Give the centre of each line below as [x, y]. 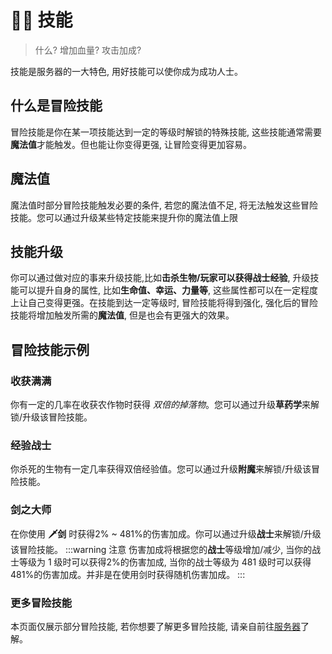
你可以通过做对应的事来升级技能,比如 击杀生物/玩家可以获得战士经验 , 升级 [160, 278]
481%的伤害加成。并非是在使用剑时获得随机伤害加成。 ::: [128, 574]
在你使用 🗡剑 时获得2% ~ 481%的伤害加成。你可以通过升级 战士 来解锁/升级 [166, 533]
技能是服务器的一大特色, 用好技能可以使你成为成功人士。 [126, 71]
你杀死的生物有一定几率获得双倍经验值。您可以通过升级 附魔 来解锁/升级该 [161, 469]
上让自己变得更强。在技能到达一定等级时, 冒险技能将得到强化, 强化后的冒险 [164, 303]
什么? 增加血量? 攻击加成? [88, 50]
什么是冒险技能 [56, 106]
